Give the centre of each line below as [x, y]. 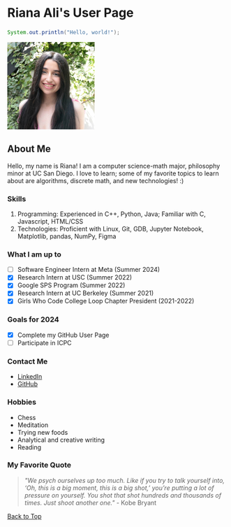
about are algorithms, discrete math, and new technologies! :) [96, 180]
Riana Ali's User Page [70, 13]
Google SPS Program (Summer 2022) [71, 285]
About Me [29, 149]
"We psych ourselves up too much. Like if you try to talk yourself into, [125, 480]
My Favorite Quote [39, 465]
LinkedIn [30, 377]
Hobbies [22, 402]
